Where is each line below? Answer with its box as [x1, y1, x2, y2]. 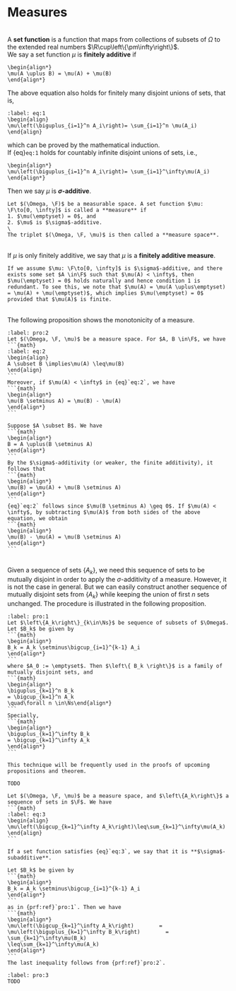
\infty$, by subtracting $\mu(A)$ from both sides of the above [7, 508, 201, 516]
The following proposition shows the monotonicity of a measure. [7, 315, 195, 324]
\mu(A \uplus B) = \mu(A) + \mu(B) [7, 70, 112, 77]
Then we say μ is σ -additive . [7, 187, 92, 195]
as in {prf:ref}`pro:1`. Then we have [7, 903, 122, 910]
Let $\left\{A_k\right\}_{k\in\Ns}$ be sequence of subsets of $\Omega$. [7, 619, 230, 626]
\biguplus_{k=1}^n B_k [7, 687, 74, 694]
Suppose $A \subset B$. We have [7, 422, 102, 429]
